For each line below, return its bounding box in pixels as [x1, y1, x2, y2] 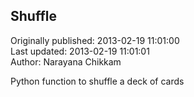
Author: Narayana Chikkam [10, 55, 122, 68]
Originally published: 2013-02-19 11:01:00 [10, 34, 180, 46]
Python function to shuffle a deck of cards [10, 75, 185, 87]
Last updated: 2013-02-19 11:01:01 [10, 45, 150, 57]
